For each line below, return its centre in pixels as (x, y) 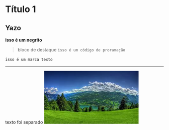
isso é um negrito (24, 40)
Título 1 (21, 9)
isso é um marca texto (29, 59)
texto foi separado (24, 122)
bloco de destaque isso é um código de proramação (71, 50)
